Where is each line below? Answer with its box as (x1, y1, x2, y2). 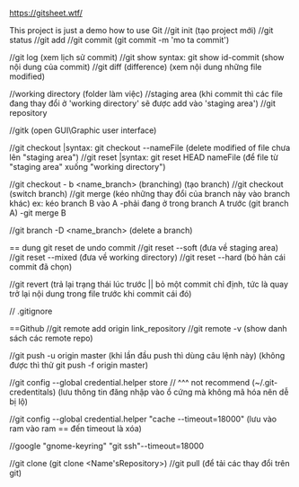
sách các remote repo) (9, 332, 93, 343)
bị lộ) (9, 396, 29, 407)
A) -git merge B (9, 208, 66, 218)
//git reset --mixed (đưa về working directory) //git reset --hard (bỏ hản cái (9, 252, 286, 262)
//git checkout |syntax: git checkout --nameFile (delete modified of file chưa (9, 143, 290, 153)
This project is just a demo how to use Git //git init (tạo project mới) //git (9, 25, 274, 35)
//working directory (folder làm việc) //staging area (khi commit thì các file (9, 89, 283, 99)
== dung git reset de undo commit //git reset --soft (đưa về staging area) (9, 243, 279, 252)
